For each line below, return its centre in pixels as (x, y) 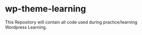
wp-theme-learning (46, 9)
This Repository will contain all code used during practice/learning (71, 22)
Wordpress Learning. (26, 27)
